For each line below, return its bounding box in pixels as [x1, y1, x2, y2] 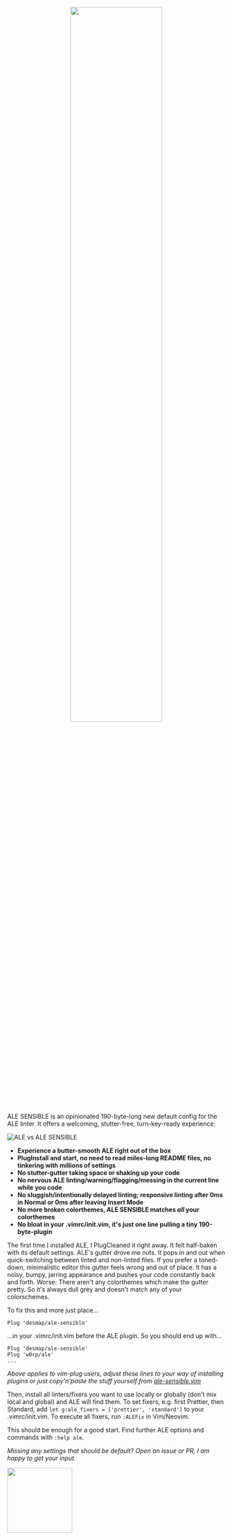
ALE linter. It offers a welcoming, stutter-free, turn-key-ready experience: [7, 1119, 216, 1128]
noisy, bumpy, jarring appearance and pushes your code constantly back [7, 1271, 216, 1278]
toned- [198, 1256, 219, 1264]
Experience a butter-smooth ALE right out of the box [17, 1146, 171, 1155]
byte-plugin [17, 1228, 53, 1235]
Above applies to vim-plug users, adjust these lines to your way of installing [7, 1369, 224, 1378]
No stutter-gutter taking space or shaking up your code [17, 1169, 180, 1176]
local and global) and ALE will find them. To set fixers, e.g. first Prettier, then [7, 1398, 224, 1405]
